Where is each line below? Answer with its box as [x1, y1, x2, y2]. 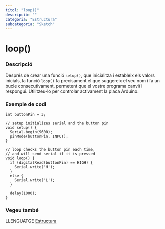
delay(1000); [10, 191, 37, 196]
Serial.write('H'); [14, 165, 55, 170]
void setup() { [5, 125, 37, 130]
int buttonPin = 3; [5, 112, 46, 117]
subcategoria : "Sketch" [5, 21, 55, 27]
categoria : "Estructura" [5, 17, 57, 22]
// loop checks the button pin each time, [5, 147, 95, 152]
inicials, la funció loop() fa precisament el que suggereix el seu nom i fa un [5, 77, 160, 83]
